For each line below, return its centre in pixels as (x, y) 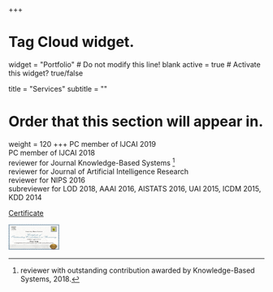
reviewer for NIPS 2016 (47, 180)
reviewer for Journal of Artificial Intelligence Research (99, 171)
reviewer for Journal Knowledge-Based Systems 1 (92, 161)
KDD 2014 (25, 197)
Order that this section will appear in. (136, 122)
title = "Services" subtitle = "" (58, 88)
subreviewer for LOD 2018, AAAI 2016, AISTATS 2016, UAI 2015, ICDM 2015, (135, 188)
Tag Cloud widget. (71, 42)
